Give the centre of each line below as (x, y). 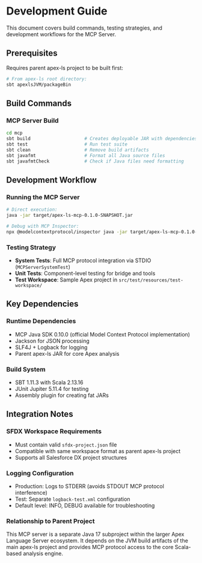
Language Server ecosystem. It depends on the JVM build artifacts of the (97, 541)
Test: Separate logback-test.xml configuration (72, 499)
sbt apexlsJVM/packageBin (38, 85)
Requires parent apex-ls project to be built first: (65, 68)
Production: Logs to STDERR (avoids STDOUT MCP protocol (89, 486)
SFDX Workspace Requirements (54, 431)
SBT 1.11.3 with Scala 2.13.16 (49, 382)
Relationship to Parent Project (50, 521)
